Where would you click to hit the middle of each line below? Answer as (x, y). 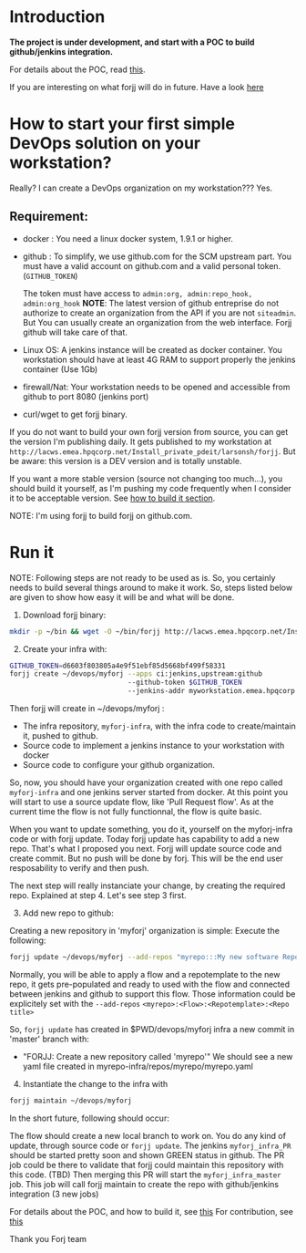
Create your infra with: (65, 648)
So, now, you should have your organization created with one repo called (146, 782)
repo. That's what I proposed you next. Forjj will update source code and (146, 849)
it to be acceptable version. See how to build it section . (112, 498)
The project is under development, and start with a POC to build (132, 42)
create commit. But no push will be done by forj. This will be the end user (147, 858)
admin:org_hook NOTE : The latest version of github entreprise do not (151, 303)
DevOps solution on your (105, 144)
